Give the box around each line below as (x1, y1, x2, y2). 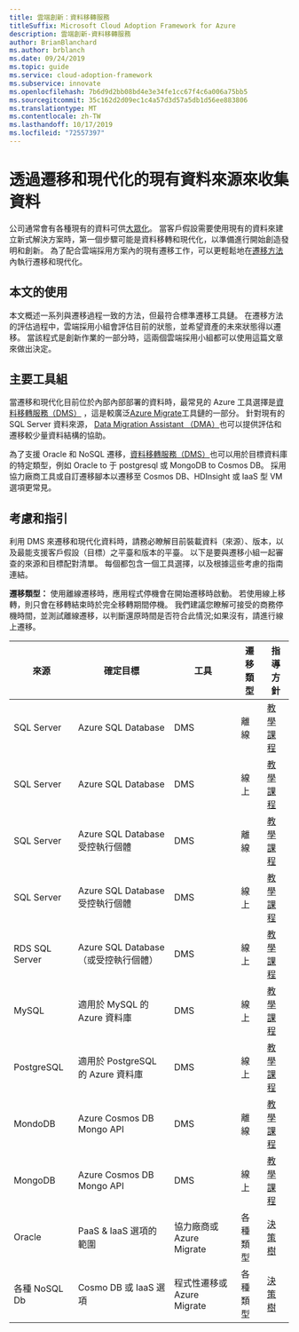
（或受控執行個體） (77, 954, 158, 966)
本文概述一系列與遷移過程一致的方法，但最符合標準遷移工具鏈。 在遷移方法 (9, 310, 284, 321)
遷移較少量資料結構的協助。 (9, 430, 111, 440)
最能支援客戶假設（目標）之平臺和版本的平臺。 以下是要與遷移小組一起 (16, 547, 276, 558)
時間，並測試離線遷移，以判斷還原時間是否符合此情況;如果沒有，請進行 (16, 610, 277, 622)
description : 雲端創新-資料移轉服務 (9, 29, 131, 38)
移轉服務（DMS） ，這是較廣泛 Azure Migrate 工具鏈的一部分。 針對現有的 (16, 408, 286, 418)
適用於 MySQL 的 (77, 998, 149, 1011)
